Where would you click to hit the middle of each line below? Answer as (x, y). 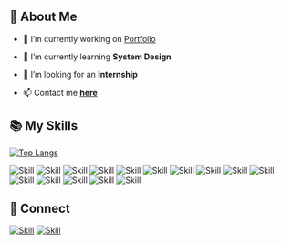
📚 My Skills (44, 126)
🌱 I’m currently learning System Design (97, 57)
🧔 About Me (43, 17)
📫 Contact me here (60, 92)
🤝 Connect (40, 209)
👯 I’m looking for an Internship (80, 74)
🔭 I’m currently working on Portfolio (89, 38)
